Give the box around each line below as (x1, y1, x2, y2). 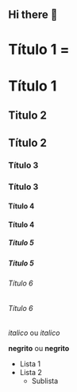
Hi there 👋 (8, 8, 58, 22)
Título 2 (8, 135, 48, 149)
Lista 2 (19, 368, 42, 378)
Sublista (31, 376, 59, 386)
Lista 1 (19, 359, 41, 369)
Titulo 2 (8, 109, 48, 123)
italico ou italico (8, 328, 60, 337)
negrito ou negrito (8, 344, 70, 354)
